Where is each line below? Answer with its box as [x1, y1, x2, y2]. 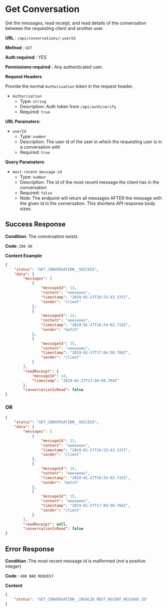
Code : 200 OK [5, 243, 33, 249]
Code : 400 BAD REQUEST [5, 573, 54, 579]
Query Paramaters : [5, 158, 46, 165]
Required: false [19, 189, 52, 195]
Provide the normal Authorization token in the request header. [5, 83, 134, 89]
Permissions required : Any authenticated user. [5, 64, 103, 70]
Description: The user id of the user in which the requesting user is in [19, 139, 162, 145]
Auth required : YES [5, 54, 47, 60]
